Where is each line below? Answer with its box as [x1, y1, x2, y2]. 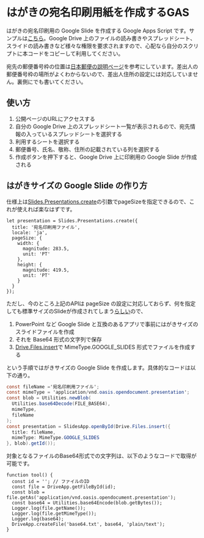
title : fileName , [12, 429, 56, 435]
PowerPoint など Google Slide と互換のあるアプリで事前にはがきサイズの [15, 320, 199, 327]
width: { [17, 240, 40, 246]
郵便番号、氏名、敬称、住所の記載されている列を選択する [15, 145, 160, 153]
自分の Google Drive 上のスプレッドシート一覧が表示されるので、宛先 [15, 123, 191, 130]
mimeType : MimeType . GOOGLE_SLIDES [12, 435, 100, 441]
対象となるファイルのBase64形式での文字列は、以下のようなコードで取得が [6, 453, 197, 460]
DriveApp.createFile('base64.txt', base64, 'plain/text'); [12, 522, 166, 528]
